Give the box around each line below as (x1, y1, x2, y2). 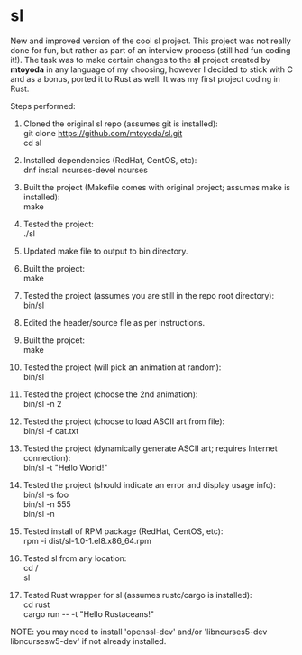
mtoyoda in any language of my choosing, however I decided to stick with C (10, 64, 294, 75)
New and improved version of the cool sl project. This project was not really (10, 35, 291, 46)
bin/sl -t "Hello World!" (23, 462, 108, 473)
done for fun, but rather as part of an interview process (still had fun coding (10, 44, 291, 55)
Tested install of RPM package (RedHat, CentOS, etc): (23, 525, 224, 537)
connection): (23, 452, 71, 463)
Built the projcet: (23, 335, 85, 346)
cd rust (23, 599, 50, 610)
